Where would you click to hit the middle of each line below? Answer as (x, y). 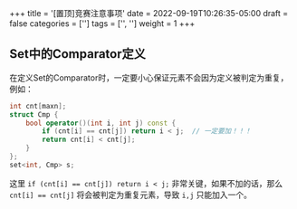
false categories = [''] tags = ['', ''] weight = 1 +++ (102, 24)
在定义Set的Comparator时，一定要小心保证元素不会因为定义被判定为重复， (149, 77)
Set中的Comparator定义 (78, 54)
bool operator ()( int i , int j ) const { (101, 123)
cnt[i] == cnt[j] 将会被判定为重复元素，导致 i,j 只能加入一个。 (130, 195)
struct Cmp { (34, 114)
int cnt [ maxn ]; (38, 106)
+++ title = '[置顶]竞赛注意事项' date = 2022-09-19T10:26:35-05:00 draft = (149, 13)
